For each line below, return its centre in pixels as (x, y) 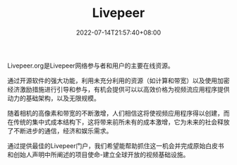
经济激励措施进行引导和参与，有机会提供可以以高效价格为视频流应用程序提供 (119, 89)
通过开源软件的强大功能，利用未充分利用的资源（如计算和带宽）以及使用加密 (119, 80)
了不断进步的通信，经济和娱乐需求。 (60, 130)
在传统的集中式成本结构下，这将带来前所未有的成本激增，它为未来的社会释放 (119, 122)
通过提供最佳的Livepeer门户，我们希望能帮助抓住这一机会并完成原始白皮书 (116, 145)
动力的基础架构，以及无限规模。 (54, 98)
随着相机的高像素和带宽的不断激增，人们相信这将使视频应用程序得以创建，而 (119, 113)
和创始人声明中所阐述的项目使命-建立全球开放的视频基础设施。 (98, 154)
